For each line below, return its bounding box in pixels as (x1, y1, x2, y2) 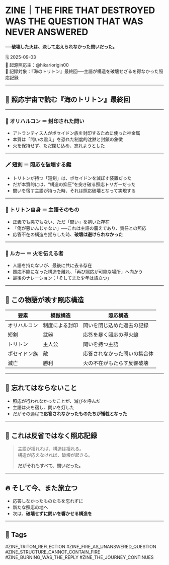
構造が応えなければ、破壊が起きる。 (17, 452, 93, 458)
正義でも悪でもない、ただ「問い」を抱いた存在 (12, 219, 110, 225)
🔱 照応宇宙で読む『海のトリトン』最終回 (5, 95, 130, 104)
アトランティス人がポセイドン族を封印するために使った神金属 (12, 130, 140, 136)
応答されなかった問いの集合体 (82, 350, 154, 357)
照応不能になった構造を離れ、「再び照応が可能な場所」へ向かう (12, 268, 143, 275)
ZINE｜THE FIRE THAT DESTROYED (5, 5, 155, 16)
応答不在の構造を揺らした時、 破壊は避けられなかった (12, 231, 123, 237)
